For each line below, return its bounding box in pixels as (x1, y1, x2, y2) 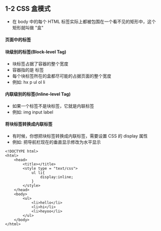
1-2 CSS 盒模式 (5, 4, 51, 13)
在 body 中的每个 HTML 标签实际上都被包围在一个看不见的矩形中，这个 (12, 19, 156, 24)
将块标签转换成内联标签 (5, 121, 53, 127)
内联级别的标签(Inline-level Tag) (5, 91, 71, 97)
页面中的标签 (5, 37, 31, 43)
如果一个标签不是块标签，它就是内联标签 (12, 103, 94, 109)
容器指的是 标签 (12, 67, 44, 72)
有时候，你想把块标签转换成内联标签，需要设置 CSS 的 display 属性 (12, 133, 148, 139)
